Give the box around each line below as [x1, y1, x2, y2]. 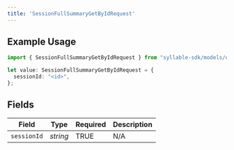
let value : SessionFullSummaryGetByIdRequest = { [7, 67, 155, 74]
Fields [7, 99, 35, 111]
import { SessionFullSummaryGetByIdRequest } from [7, 54, 157, 61]
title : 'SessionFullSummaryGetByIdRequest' [7, 10, 136, 17]
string [49, 131, 69, 141]
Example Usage [7, 36, 77, 48]
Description [112, 119, 153, 129]
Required [75, 119, 107, 129]
